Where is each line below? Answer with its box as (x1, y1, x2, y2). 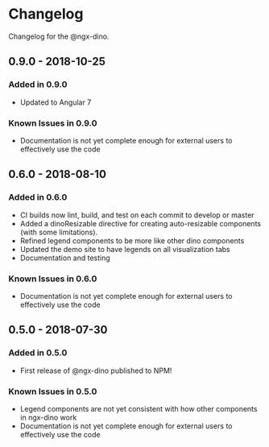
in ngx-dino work (19, 412, 77, 422)
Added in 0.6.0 (8, 192, 68, 203)
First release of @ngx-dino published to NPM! (19, 366, 172, 375)
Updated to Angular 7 (19, 97, 92, 107)
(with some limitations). (19, 227, 98, 237)
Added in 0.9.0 (8, 79, 68, 90)
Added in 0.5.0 (8, 347, 68, 358)
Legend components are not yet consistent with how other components (19, 404, 258, 413)
